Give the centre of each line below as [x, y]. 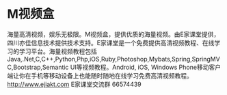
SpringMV [206, 59]
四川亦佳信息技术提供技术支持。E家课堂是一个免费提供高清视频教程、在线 [111, 42]
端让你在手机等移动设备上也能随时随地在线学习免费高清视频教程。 [100, 75]
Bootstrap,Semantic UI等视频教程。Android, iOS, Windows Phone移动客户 [117, 67]
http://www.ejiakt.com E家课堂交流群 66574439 [74, 84]
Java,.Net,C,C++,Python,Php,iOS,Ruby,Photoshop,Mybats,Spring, [100, 59]
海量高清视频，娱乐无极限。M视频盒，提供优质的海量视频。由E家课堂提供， [113, 34]
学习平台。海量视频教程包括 [58, 51]
